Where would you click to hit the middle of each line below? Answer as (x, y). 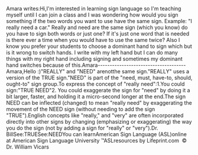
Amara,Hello (21, 71)
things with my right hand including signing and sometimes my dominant (94, 59)
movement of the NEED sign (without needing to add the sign (81, 109)
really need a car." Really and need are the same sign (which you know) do (97, 27)
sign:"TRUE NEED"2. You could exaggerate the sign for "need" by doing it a (98, 90)
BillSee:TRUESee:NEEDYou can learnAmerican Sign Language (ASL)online (97, 134)
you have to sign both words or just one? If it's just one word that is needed (98, 34)
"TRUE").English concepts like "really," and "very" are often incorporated (95, 115)
